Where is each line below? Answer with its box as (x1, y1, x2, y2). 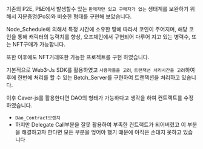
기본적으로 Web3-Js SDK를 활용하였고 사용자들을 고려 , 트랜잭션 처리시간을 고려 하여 (6, 66, 195, 74)
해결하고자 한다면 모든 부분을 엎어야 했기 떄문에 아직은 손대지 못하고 (21, 128, 182, 136)
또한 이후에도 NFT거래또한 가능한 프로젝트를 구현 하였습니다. (6, 54, 150, 60)
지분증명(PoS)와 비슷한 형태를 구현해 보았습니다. (17, 13, 132, 20)
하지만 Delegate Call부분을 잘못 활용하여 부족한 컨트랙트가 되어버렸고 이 (15, 121, 186, 128)
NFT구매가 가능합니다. (12, 41, 65, 48)
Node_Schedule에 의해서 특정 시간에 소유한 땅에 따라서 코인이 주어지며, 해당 (6, 26, 188, 33)
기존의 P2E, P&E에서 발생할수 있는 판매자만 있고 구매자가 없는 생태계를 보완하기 (6, 5, 189, 12)
